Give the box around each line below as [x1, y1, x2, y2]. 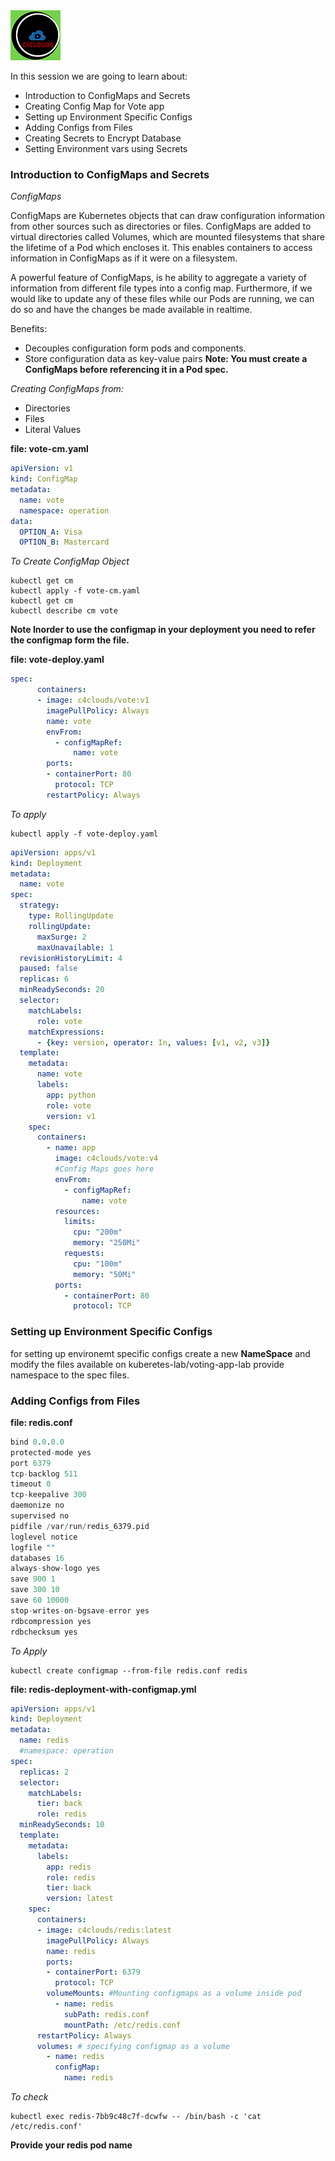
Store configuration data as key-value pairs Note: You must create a [24, 353, 308, 365]
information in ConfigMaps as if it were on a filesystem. [10, 252, 238, 264]
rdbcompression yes [10, 1616, 92, 1626]
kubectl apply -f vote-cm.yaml [10, 586, 141, 596]
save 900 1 [10, 1574, 56, 1584]
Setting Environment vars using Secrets [24, 143, 188, 154]
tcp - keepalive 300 [10, 1490, 87, 1500]
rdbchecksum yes [10, 1627, 78, 1637]
